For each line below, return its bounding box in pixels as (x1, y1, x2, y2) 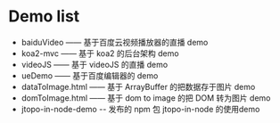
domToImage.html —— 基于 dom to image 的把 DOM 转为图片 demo (21, 92, 271, 103)
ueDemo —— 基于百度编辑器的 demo (21, 70, 159, 81)
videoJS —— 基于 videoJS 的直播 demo (21, 59, 169, 70)
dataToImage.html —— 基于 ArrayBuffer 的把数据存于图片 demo (21, 81, 256, 92)
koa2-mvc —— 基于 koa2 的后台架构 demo (21, 47, 179, 59)
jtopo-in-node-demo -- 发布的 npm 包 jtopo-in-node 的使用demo (21, 103, 260, 114)
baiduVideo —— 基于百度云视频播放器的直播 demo (21, 37, 209, 47)
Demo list (8, 6, 80, 27)
